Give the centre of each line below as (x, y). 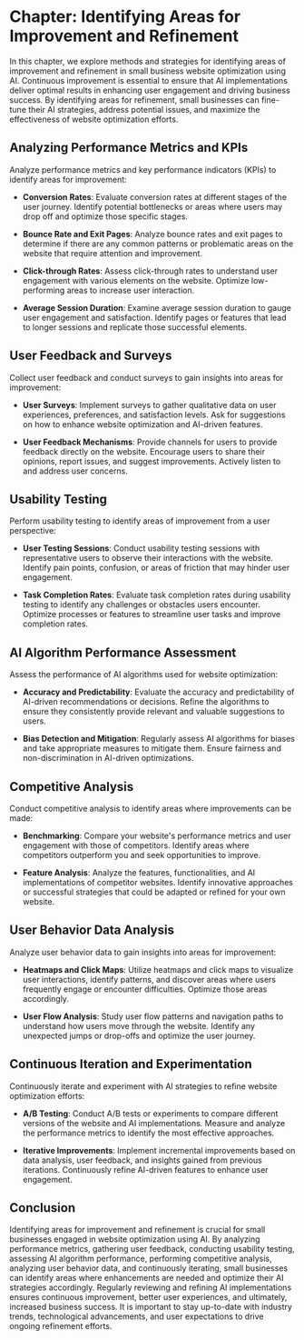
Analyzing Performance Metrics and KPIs (129, 148)
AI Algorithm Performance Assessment (123, 652)
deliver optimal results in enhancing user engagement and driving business (150, 90)
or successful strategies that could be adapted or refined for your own (154, 892)
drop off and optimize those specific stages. (105, 216)
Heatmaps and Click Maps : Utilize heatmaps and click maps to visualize (158, 969)
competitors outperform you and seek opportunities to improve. (142, 855)
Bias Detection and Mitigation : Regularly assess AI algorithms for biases (158, 739)
